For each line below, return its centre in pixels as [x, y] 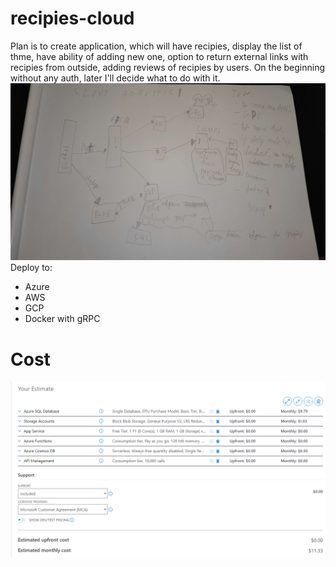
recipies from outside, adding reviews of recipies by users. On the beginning [168, 67]
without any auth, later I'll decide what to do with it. [115, 78]
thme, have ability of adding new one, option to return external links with [159, 56]
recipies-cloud [72, 18]
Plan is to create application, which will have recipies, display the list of [156, 46]
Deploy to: [31, 268]
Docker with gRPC [62, 319]
